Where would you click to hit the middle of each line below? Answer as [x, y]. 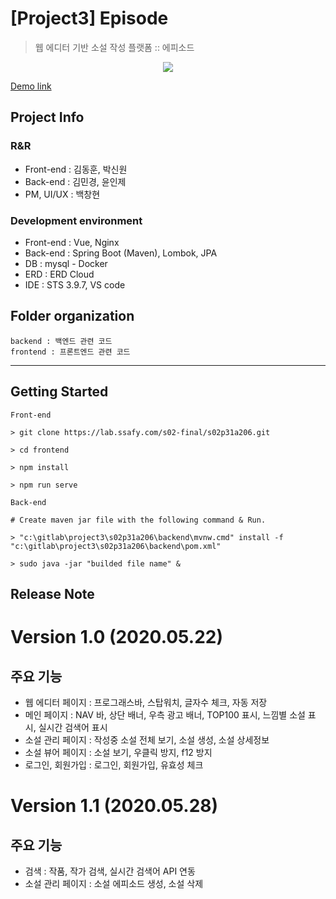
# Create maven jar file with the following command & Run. [138, 520]
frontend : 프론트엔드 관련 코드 [70, 352]
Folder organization [72, 316]
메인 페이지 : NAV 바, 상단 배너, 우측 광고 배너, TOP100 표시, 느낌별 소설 [165, 714]
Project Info [47, 117]
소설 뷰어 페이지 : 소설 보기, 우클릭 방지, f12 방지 [118, 752]
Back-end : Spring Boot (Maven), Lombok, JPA [121, 253]
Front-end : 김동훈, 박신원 [76, 169]
